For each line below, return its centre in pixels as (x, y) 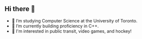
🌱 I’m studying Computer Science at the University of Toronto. (74, 20)
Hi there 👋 (20, 9)
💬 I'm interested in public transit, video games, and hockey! (72, 31)
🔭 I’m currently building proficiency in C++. (55, 26)
